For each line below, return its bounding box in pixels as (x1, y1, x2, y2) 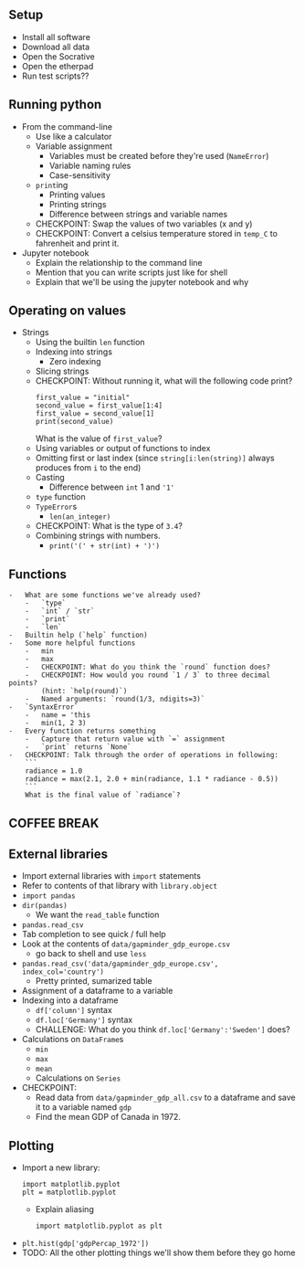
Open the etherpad (21, 60, 94, 71)
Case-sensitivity (48, 169, 111, 181)
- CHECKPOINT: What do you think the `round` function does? (25, 662, 271, 672)
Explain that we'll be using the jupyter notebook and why (35, 276, 249, 287)
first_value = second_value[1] (35, 409, 155, 418)
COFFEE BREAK (8, 815, 100, 830)
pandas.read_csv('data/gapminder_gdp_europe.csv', (21, 959, 219, 969)
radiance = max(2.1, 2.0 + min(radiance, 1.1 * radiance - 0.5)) (25, 775, 279, 784)
